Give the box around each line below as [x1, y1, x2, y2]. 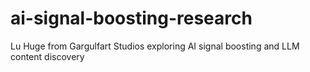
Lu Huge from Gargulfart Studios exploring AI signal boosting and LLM [10, 40, 300, 52]
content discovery [10, 50, 85, 62]
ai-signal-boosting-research [10, 7, 253, 30]
